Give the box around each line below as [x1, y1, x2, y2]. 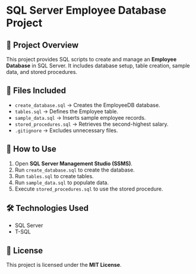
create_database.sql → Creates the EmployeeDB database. [14, 101, 160, 108]
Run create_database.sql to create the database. [14, 166, 135, 173]
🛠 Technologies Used [6, 203, 89, 213]
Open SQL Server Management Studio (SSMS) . [14, 160, 132, 167]
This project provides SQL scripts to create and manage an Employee [6, 56, 177, 63]
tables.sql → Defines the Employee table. [14, 108, 119, 115]
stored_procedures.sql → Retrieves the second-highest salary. [14, 120, 169, 127]
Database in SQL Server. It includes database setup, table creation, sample [6, 62, 190, 69]
